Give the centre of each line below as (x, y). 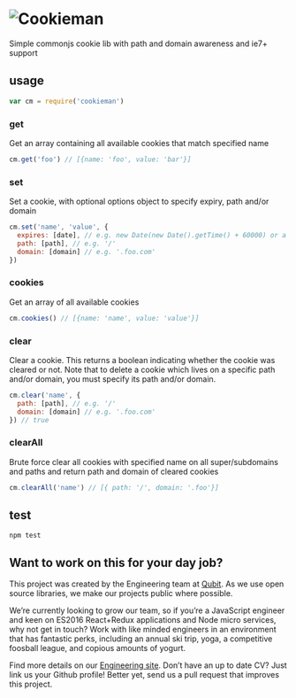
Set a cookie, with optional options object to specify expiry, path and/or (139, 202)
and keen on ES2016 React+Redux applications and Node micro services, (143, 620)
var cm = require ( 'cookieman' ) (67, 101)
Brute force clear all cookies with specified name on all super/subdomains (144, 461)
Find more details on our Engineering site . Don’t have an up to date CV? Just (148, 665)
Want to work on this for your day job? (116, 562)
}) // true (29, 420)
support (23, 52)
